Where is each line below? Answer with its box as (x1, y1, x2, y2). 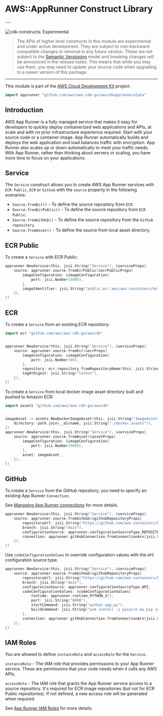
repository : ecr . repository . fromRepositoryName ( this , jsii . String (22, 366, 160, 372)
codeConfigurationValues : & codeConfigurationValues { (22, 589, 131, 594)
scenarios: (5, 192, 26, 198)
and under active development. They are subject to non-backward (16, 43, 149, 49)
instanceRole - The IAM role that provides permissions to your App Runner (5, 661, 154, 667)
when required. (5, 696, 35, 702)
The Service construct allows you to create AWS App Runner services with (5, 182, 154, 188)
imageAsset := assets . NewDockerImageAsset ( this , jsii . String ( (5, 416, 133, 421)
